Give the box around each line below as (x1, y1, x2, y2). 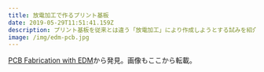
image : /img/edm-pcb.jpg (8, 33, 90, 41)
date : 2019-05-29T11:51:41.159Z (8, 19, 114, 27)
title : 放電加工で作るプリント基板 (8, 11, 109, 20)
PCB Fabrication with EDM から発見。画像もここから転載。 (8, 56, 196, 65)
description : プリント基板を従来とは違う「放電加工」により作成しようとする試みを (8, 26, 247, 34)
